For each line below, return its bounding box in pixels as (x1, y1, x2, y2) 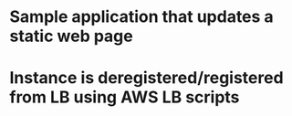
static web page (9, 26, 134, 47)
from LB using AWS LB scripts (9, 87, 240, 108)
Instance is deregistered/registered (9, 68, 285, 89)
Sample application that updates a (9, 6, 274, 27)
